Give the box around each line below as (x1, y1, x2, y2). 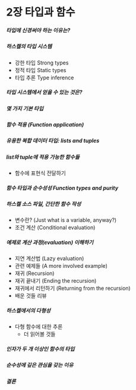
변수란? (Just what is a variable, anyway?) (14, 216, 117, 224)
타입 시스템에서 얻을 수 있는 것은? (6, 89, 83, 96)
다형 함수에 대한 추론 (14, 323, 63, 330)
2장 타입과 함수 (6, 5, 75, 19)
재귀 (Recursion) (14, 270, 55, 277)
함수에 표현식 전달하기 (14, 169, 67, 177)
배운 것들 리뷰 (14, 292, 47, 299)
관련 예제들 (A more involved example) (14, 262, 108, 270)
